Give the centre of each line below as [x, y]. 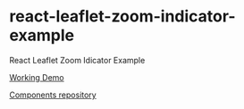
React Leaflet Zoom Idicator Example [77, 60]
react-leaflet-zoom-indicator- [122, 17]
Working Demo [37, 77]
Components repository [53, 95]
